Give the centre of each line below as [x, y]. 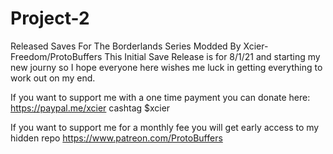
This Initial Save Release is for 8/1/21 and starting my [212, 56]
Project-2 [50, 18]
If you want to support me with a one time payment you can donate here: [160, 97]
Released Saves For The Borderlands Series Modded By [126, 46]
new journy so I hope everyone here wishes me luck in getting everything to [166, 67]
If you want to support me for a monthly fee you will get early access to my [165, 127]
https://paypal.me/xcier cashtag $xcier [90, 108]
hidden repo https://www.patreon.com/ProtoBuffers [116, 138]
